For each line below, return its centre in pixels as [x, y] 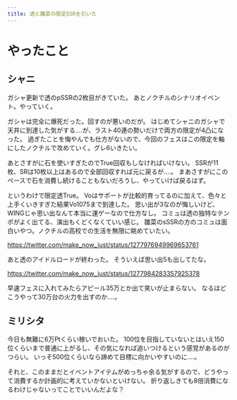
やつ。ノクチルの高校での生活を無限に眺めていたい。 [97, 231]
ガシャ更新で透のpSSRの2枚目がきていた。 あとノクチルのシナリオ [105, 97]
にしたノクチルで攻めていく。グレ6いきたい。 [74, 147]
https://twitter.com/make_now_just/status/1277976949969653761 [103, 245]
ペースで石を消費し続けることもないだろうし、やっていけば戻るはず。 [109, 180]
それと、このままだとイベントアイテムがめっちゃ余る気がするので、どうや [115, 372]
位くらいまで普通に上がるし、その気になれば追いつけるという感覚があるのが [119, 348]
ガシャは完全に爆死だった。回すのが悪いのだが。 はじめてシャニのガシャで [116, 121]
